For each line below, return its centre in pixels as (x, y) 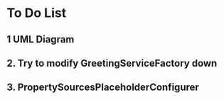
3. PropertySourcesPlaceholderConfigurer (103, 88)
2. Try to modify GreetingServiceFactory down (112, 63)
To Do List (37, 13)
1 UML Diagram (41, 39)
